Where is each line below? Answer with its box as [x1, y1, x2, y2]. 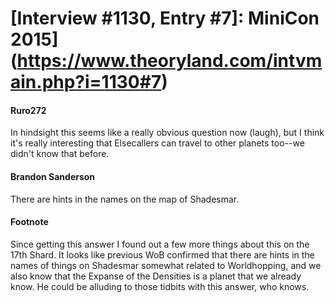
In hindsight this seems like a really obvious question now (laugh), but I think [10, 127, 325, 139]
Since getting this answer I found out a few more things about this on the [10, 238, 310, 250]
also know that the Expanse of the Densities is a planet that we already [10, 270, 302, 282]
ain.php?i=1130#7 [10, 71, 162, 94]
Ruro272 [10, 104, 47, 116]
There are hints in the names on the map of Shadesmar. [10, 193, 240, 205]
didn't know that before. [10, 148, 110, 160]
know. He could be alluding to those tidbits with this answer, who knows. [10, 280, 310, 292]
